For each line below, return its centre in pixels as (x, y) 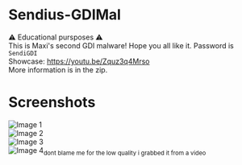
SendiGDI (23, 53)
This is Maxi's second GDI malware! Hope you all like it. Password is (121, 45)
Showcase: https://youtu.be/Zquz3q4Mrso (79, 61)
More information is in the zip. (58, 69)
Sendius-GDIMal (65, 15)
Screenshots (52, 103)
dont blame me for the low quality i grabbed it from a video (125, 153)
